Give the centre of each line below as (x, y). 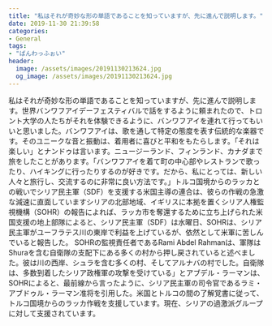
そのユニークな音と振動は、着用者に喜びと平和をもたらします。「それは (140, 141)
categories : (28, 31)
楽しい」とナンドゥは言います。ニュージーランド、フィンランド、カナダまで (136, 151)
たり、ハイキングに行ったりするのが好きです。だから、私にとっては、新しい (135, 171)
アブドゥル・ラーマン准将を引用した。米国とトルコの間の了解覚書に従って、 (136, 293)
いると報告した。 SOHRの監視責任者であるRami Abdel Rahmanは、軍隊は (138, 242)
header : (22, 62)
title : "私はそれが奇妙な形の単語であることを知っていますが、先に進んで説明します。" (136, 16)
